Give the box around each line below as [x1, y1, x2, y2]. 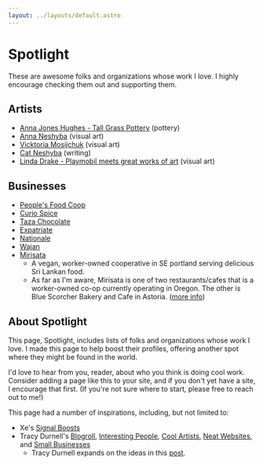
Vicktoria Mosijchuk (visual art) [19, 140, 120, 149]
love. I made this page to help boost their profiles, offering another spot [8, 344, 239, 353]
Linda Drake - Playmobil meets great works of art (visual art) [19, 156, 216, 166]
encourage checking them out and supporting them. [8, 79, 177, 89]
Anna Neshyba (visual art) [19, 131, 104, 141]
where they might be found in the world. [8, 353, 138, 361]
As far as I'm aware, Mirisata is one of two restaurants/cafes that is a [31, 276, 254, 285]
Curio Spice [19, 209, 58, 218]
